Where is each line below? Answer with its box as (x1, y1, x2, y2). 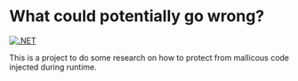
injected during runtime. (9, 62, 98, 72)
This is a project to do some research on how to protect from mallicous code (9, 52, 290, 63)
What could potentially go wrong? (9, 6, 265, 26)
